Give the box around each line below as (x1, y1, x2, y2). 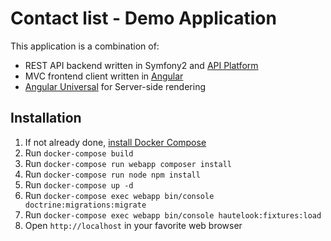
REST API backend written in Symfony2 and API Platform (24, 59, 259, 71)
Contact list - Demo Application (10, 7, 277, 30)
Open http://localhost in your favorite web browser (24, 219, 243, 231)
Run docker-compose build (24, 147, 134, 159)
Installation (10, 110, 82, 127)
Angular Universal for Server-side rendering (24, 80, 206, 92)
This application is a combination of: (10, 40, 160, 52)
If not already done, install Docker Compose (24, 136, 207, 148)
